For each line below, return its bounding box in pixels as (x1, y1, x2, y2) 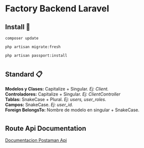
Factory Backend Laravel (5, 3, 109, 14)
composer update (5, 36, 39, 41)
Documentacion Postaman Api (5, 137, 67, 144)
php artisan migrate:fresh (5, 45, 61, 49)
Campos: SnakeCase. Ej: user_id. (5, 101, 73, 107)
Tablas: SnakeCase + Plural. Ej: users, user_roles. (5, 96, 106, 102)
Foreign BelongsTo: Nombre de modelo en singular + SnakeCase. (5, 107, 140, 113)
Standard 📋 (5, 70, 43, 79)
